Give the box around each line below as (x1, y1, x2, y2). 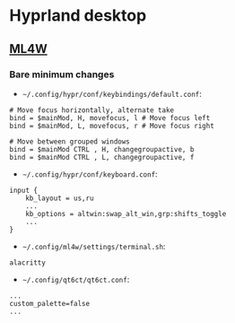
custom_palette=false (9, 299, 91, 308)
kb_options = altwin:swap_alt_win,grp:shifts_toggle (25, 209, 227, 218)
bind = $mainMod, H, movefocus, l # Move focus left (9, 113, 211, 122)
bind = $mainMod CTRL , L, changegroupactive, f (9, 153, 195, 161)
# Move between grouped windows (9, 136, 130, 146)
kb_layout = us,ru (25, 194, 94, 203)
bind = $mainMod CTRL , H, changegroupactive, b (9, 144, 195, 153)
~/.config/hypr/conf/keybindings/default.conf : (22, 88, 202, 99)
